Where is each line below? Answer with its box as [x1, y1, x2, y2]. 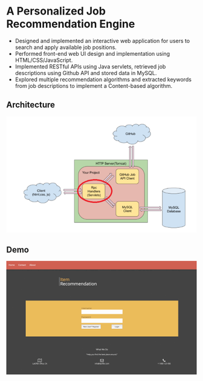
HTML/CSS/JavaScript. [14, 56, 73, 64]
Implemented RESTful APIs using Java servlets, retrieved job [14, 62, 166, 70]
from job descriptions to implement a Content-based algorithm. [14, 82, 173, 89]
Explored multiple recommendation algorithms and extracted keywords [14, 76, 192, 83]
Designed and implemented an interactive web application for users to [14, 37, 190, 44]
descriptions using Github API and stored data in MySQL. [14, 69, 157, 76]
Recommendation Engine [6, 17, 135, 31]
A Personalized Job [6, 4, 106, 18]
